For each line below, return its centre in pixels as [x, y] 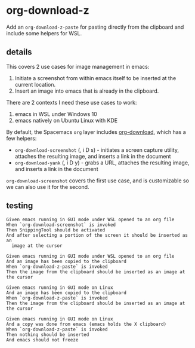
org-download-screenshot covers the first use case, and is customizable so [98, 181]
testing [20, 206]
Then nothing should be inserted [48, 335]
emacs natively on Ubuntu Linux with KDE [66, 120]
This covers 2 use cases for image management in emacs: [78, 66]
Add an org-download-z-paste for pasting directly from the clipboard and [95, 27]
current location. [35, 84]
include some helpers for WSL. [44, 33]
